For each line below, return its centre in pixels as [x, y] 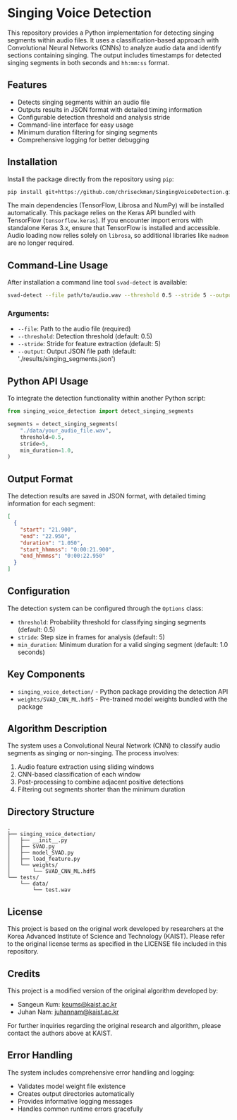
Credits [24, 974]
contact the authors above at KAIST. [60, 1033]
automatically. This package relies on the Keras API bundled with [102, 213]
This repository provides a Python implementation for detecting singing [111, 33]
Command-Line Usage [58, 265]
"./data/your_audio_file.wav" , [66, 430]
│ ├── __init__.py [38, 840]
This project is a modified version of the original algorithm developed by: [113, 990]
